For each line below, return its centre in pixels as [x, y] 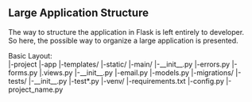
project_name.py [36, 89]
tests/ [17, 81]
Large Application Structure [79, 13]
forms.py [23, 72]
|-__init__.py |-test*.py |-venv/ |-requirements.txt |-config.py [126, 81]
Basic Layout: [31, 55]
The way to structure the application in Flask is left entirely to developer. [126, 32]
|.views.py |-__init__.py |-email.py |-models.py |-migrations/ [137, 72]
